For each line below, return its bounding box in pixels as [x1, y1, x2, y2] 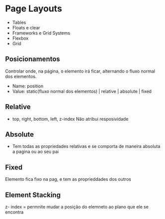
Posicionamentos [5, 55, 60, 64]
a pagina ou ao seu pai [12, 148, 59, 154]
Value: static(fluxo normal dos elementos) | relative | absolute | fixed [12, 88, 152, 94]
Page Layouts [5, 3, 62, 14]
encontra [5, 209, 24, 215]
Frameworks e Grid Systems [12, 30, 70, 36]
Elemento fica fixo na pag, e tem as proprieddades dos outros [5, 176, 131, 182]
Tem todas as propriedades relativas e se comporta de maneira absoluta [12, 144, 161, 149]
